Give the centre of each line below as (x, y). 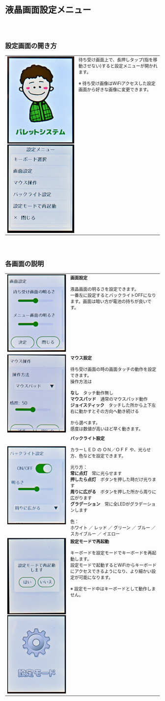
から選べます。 (85, 422)
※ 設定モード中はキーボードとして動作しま (113, 589)
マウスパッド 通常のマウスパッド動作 (109, 399)
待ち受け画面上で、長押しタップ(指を (116, 59)
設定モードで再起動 (90, 541)
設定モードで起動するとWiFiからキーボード (114, 565)
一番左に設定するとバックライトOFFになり (113, 295)
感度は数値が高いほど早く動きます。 (107, 428)
